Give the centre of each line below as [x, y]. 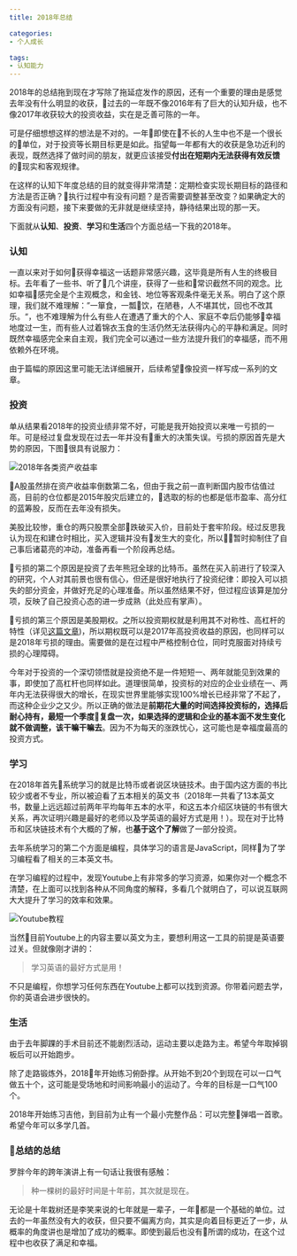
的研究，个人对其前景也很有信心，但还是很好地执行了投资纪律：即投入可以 [145, 579]
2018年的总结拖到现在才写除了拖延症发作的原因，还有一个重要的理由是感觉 [146, 92]
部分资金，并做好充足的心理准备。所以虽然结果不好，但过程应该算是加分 [156, 589]
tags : [19, 58]
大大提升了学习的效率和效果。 [63, 900]
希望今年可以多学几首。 [52, 1126]
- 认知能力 [27, 66]
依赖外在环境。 [36, 350]
